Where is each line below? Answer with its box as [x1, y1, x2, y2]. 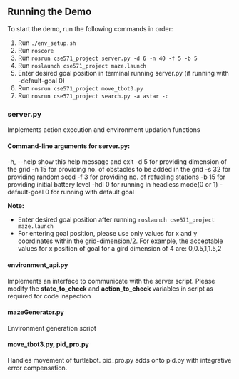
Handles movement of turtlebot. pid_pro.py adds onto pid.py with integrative [7, 355, 232, 364]
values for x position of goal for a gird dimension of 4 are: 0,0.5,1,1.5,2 [17, 244, 222, 253]
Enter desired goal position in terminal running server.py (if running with [17, 68, 230, 77]
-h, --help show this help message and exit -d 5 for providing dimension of [7, 157, 227, 166]
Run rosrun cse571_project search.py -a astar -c [17, 91, 169, 100]
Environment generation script [7, 323, 96, 332]
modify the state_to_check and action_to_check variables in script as [7, 284, 214, 293]
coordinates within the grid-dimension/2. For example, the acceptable [17, 237, 223, 245]
